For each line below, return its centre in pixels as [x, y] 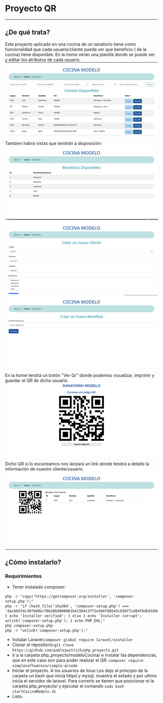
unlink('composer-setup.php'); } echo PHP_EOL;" [55, 621]
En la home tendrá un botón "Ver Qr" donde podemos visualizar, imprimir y [80, 375]
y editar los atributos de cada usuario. [43, 59]
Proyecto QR [31, 9]
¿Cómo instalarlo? [33, 562]
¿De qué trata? [28, 32]
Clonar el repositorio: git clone [43, 645]
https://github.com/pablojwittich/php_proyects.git [65, 650]
